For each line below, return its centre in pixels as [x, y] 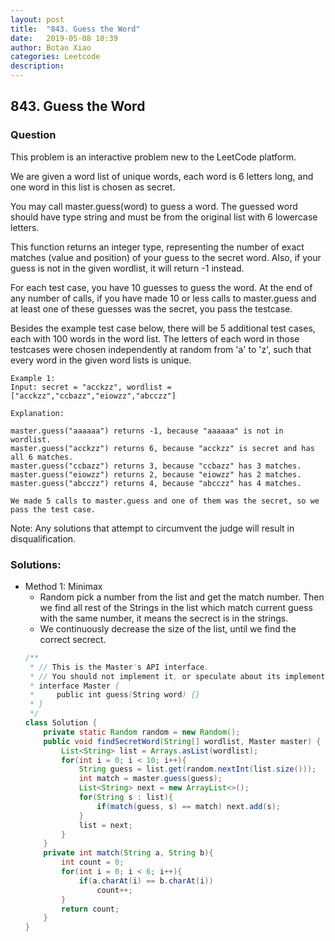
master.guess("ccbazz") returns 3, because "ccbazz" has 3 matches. [156, 466]
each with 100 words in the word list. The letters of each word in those [155, 338]
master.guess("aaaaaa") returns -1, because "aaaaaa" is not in [147, 431]
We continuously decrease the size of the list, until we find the [168, 628]
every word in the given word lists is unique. [101, 360]
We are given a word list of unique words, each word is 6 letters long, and [162, 176]
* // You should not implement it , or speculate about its [155, 676]
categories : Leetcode [55, 57]
